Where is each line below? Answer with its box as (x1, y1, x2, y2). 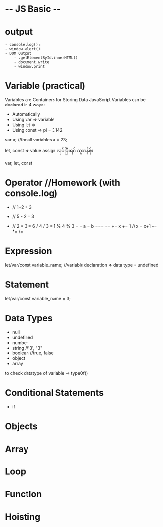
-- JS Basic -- (5, 3, 61, 15)
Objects (5, 421, 38, 432)
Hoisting (5, 511, 41, 522)
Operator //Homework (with (5, 177, 121, 188)
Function (5, 489, 42, 500)
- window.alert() (5, 47, 41, 52)
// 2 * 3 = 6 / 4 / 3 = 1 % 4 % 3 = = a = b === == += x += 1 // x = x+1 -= (12, 223, 157, 229)
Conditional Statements (5, 387, 104, 398)
